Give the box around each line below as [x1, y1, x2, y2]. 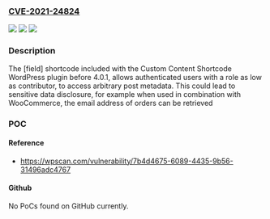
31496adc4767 [19, 164, 71, 175]
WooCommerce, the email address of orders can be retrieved [8, 98, 213, 107]
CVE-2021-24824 [8, 6, 80, 17]
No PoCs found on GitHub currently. [8, 200, 129, 211]
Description [8, 45, 56, 57]
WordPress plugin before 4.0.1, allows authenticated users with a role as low [8, 72, 262, 82]
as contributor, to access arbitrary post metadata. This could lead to [8, 81, 236, 91]
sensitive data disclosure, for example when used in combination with [8, 89, 242, 99]
